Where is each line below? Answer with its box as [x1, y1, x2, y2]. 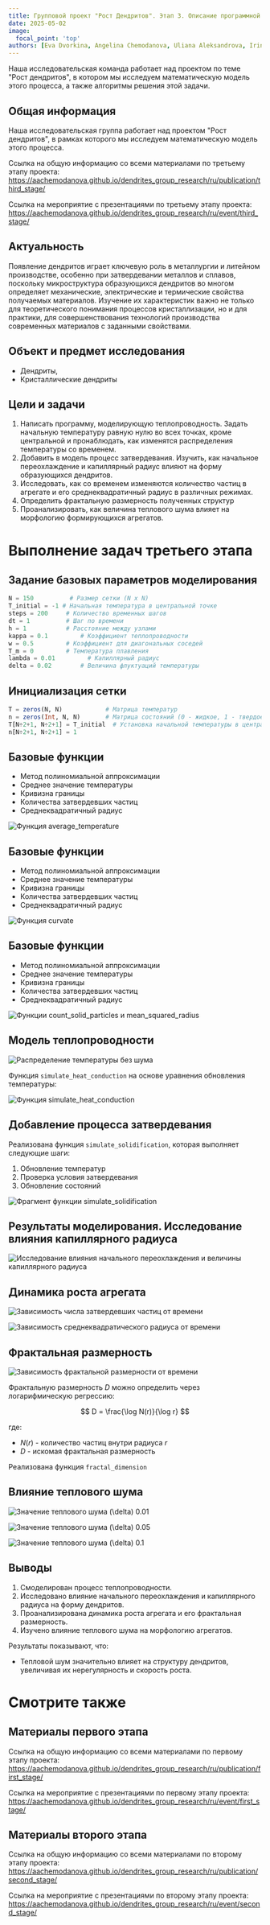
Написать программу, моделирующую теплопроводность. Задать [19, 419, 248, 429]
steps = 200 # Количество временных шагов [8, 609, 167, 618]
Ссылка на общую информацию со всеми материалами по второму [8, 1849, 243, 1859]
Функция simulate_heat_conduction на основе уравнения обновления [8, 1070, 246, 1080]
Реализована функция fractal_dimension [8, 1461, 147, 1471]
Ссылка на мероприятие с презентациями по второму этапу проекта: [8, 1890, 249, 1900]
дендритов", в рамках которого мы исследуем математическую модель [8, 134, 258, 143]
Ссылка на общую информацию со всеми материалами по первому [8, 1746, 243, 1756]
